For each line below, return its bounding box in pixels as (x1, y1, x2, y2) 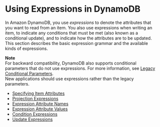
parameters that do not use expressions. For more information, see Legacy (5, 65, 155, 71)
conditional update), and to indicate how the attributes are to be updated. (5, 35, 152, 41)
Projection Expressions (12, 95, 59, 101)
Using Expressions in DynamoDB (5, 3, 140, 15)
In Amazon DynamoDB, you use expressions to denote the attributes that (5, 20, 151, 25)
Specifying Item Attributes (12, 90, 65, 96)
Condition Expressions (12, 111, 58, 117)
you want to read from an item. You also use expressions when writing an (5, 24, 153, 30)
